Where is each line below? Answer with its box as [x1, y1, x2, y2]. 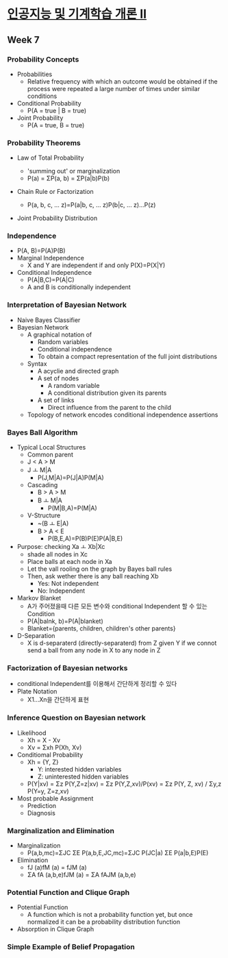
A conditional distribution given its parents [47, 389, 167, 397]
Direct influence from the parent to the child [47, 403, 172, 411]
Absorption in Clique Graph [16, 925, 94, 933]
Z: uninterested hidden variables [37, 772, 129, 781]
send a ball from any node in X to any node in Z [27, 646, 161, 654]
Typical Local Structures [16, 443, 86, 452]
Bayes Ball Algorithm [7, 428, 78, 437]
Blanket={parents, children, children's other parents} [27, 624, 176, 632]
